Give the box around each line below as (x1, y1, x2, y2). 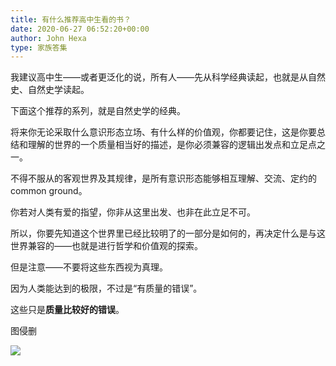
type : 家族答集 (10, 42, 68, 53)
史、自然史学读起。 (10, 84, 90, 96)
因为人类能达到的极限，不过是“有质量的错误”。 (10, 282, 203, 295)
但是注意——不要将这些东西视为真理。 (10, 261, 168, 273)
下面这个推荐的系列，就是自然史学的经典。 (10, 105, 186, 117)
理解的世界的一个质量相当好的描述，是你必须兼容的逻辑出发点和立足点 (27, 139, 317, 151)
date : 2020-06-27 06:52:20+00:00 (10, 24, 150, 34)
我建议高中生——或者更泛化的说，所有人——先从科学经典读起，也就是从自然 (10, 71, 326, 83)
